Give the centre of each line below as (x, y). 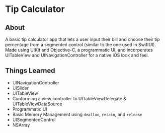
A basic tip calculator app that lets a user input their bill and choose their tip (82, 39)
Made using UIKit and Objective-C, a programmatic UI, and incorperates (79, 50)
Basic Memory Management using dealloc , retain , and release (77, 114)
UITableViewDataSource (37, 104)
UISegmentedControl (34, 120)
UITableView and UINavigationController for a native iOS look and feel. (77, 55)
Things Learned (30, 71)
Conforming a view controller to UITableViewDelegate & (69, 98)
